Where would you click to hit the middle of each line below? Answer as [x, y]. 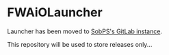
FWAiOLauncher [55, 13]
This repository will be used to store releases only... [80, 44]
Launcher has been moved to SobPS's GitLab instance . [85, 31]
